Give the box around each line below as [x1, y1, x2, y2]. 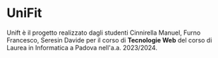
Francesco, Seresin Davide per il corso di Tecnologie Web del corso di [6, 35, 212, 44]
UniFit [6, 5, 42, 21]
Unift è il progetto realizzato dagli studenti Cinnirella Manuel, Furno [6, 28, 201, 37]
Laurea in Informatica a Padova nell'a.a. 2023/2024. [6, 43, 158, 52]
